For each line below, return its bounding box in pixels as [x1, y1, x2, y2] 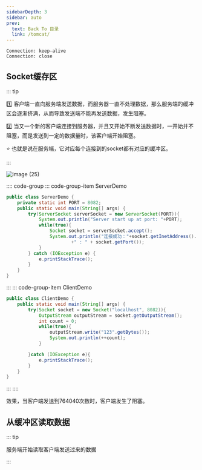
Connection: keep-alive [6, 48, 67, 55]
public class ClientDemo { [6, 296, 74, 302]
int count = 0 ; [38, 318, 77, 324]
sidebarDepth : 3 [6, 8, 47, 15]
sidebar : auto [6, 15, 42, 21]
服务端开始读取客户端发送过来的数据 [6, 446, 97, 453]
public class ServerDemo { [6, 194, 74, 200]
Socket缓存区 [6, 71, 57, 82]
